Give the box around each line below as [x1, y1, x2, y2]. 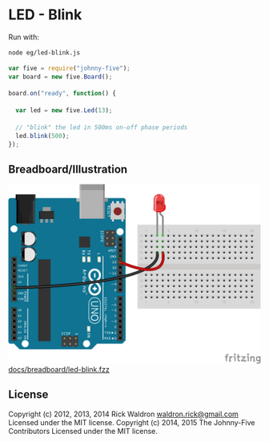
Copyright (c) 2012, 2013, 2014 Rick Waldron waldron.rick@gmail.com [8, 409, 239, 419]
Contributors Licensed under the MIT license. [8, 426, 158, 436]
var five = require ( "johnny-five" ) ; [8, 64, 130, 72]
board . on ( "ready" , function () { [8, 90, 116, 98]
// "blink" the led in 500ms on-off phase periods [15, 123, 188, 132]
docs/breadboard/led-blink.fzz [8, 364, 110, 374]
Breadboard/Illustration [8, 162, 128, 176]
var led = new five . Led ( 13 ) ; [15, 107, 113, 115]
